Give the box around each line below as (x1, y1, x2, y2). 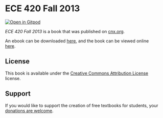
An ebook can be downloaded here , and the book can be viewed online (5, 38, 149, 44)
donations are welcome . (5, 108, 54, 114)
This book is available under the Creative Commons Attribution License (5, 70, 148, 76)
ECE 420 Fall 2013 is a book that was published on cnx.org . (5, 28, 125, 34)
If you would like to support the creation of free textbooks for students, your (5, 102, 158, 108)
